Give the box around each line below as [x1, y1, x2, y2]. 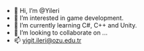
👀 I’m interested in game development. [13, 14, 124, 22]
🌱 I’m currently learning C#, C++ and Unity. [13, 21, 137, 29]
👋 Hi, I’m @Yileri [13, 7, 60, 14]
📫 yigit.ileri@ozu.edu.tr [13, 37, 82, 44]
